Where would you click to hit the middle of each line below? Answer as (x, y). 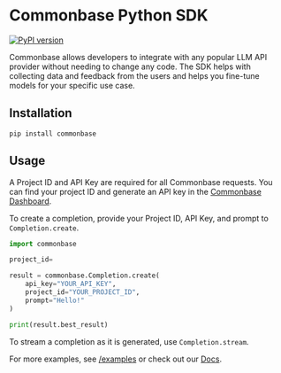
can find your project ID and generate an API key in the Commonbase (136, 191)
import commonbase (43, 244)
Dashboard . (30, 201)
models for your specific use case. (72, 85)
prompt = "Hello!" (55, 300)
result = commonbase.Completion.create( (85, 276)
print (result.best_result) (59, 324)
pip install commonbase (53, 134)
